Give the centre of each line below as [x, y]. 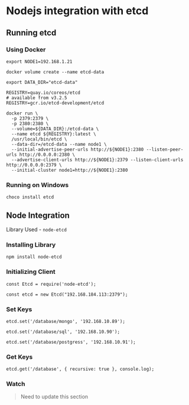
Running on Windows [38, 185]
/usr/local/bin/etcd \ [39, 139]
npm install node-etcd [34, 257]
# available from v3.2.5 [37, 98]
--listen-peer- [165, 149]
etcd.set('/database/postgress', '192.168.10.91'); [71, 342]
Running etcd [31, 33]
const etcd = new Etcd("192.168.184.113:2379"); [67, 294]
